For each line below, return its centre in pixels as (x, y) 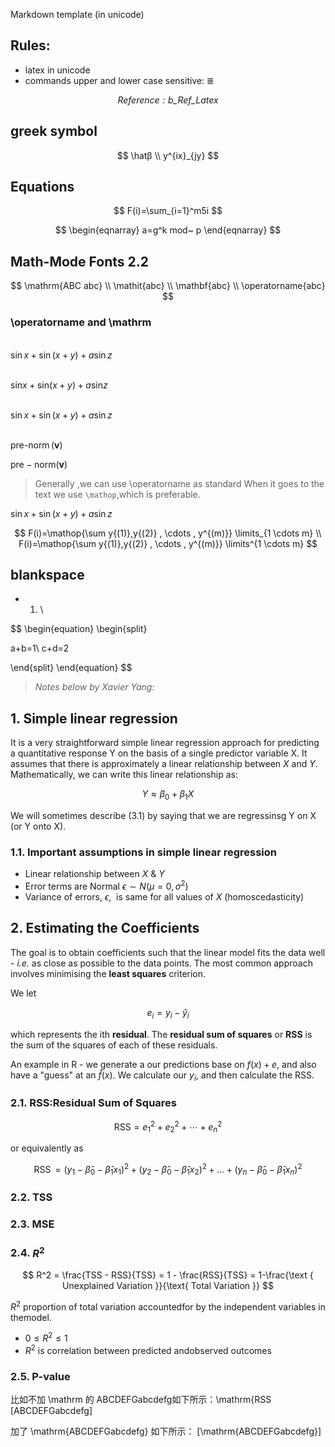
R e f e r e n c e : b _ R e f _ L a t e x (168, 100)
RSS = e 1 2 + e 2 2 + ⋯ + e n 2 (168, 1127)
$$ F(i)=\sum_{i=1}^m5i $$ (168, 211)
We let (23, 993)
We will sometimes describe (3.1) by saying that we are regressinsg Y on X (163, 815)
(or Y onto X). (38, 826)
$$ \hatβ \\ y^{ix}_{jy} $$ (168, 155)
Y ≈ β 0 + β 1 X (168, 795)
